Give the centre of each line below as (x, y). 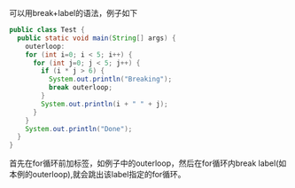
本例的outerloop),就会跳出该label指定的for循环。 (97, 175)
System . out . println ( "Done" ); (79, 129)
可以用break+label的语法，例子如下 (74, 13)
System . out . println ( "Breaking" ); (110, 79)
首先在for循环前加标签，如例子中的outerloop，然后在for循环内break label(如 (148, 163)
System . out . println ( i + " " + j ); (105, 104)
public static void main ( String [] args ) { (97, 38)
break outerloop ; (81, 88)
